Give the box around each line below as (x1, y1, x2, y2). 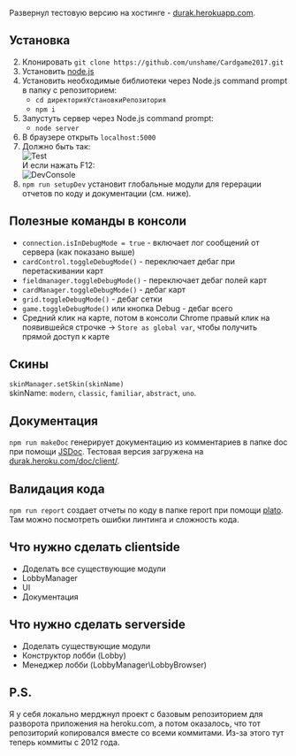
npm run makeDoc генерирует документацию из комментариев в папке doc (9, 437, 288, 447)
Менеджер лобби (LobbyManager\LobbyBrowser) (21, 659, 208, 670)
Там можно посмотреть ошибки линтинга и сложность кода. (9, 515, 240, 525)
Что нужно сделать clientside (9, 539, 181, 555)
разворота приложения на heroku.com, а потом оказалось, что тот (9, 718, 261, 729)
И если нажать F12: (21, 159, 95, 171)
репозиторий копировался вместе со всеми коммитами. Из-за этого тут (9, 727, 285, 737)
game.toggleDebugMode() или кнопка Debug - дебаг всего (21, 302, 233, 313)
